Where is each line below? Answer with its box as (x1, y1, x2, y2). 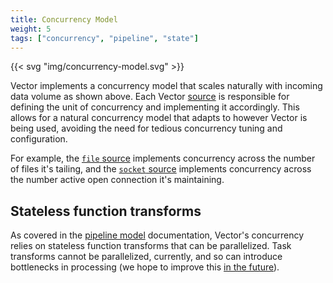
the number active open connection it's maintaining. (10, 174, 225, 186)
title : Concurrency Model (10, 14, 118, 25)
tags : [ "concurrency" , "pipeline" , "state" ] (10, 33, 199, 43)
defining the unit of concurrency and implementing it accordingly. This (10, 101, 300, 113)
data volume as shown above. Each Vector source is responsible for (10, 91, 290, 103)
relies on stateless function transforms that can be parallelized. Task (10, 240, 292, 252)
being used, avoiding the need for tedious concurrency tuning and (10, 122, 283, 135)
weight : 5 (10, 24, 52, 34)
